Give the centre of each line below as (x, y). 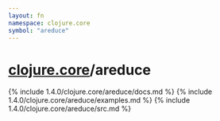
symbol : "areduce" (39, 30)
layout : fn (26, 16)
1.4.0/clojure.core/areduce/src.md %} (70, 109)
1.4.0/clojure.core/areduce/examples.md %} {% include (99, 100)
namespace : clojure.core (49, 23)
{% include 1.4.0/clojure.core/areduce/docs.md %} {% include (110, 92)
